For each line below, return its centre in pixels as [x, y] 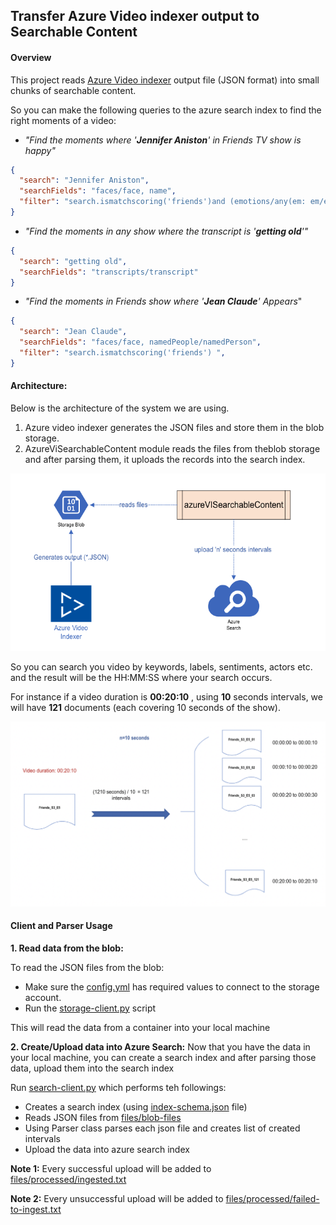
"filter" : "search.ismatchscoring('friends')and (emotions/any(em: [163, 202]
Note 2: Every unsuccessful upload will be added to [117, 1198]
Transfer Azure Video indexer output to [135, 16]
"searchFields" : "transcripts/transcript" [109, 272]
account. [43, 997]
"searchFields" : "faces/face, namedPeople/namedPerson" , [140, 342]
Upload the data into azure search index [107, 1149]
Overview [31, 57]
